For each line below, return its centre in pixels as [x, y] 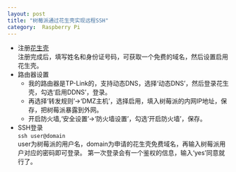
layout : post [26, 14]
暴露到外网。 [84, 110]
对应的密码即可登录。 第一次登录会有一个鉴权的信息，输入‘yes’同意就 [124, 153]
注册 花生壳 [33, 48]
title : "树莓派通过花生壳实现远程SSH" [58, 21]
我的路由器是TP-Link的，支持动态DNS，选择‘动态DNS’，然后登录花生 [129, 84]
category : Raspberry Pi [44, 27]
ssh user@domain [41, 136]
